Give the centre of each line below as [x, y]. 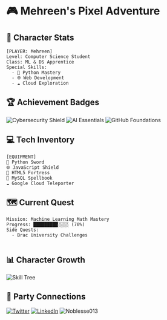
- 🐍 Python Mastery [36, 73]
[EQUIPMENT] [21, 157]
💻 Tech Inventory [41, 140]
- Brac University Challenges [50, 235]
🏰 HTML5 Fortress [28, 172]
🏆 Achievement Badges [53, 103]
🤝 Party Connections [46, 296]
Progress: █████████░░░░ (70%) [46, 225]
